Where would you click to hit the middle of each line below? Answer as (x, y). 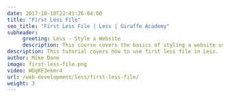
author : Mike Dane (33, 58)
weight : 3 (21, 83)
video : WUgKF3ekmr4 (35, 70)
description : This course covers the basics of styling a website (119, 45)
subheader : (23, 32)
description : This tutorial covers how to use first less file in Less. (113, 52)
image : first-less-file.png (47, 64)
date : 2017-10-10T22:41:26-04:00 (55, 13)
